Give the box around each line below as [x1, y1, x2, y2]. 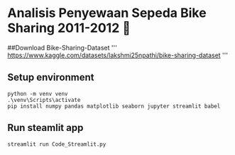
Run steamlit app [7, 122, 84, 134]
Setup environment [7, 71, 94, 84]
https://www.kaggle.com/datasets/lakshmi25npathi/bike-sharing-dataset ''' [7, 51, 229, 59]
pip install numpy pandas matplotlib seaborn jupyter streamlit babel [7, 103, 221, 110]
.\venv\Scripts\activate [7, 96, 81, 103]
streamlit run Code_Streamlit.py [7, 140, 106, 148]
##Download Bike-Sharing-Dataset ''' [7, 43, 117, 52]
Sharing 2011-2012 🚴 [7, 20, 131, 36]
